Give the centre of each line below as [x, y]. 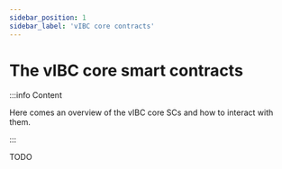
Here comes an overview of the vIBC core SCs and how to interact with [141, 112]
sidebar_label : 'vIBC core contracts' [82, 26]
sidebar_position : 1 [48, 18]
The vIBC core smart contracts [126, 71]
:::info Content [36, 95]
